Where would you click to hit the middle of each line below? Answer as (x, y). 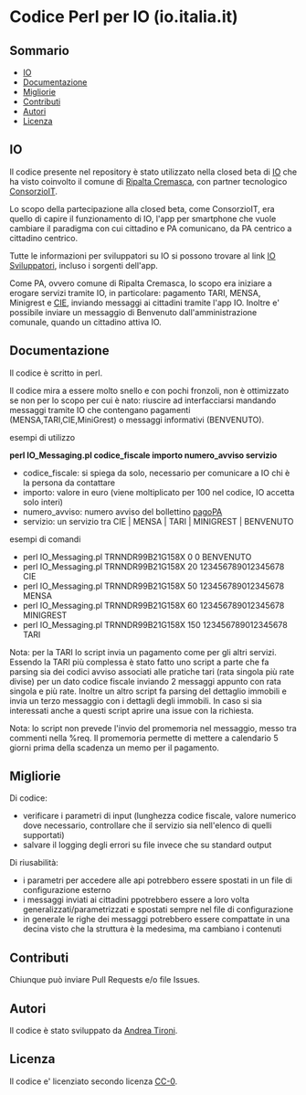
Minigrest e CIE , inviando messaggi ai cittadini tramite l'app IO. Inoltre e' (145, 303)
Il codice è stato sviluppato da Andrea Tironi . (94, 1031)
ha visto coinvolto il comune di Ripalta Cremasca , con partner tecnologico (148, 181)
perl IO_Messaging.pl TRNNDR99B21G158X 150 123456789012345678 (155, 624)
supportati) (44, 835)
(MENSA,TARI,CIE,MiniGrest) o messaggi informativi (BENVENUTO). (137, 420)
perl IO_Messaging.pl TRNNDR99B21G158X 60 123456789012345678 (153, 605)
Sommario (40, 51)
